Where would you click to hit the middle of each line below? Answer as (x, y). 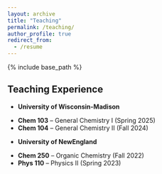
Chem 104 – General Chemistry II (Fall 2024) (83, 128)
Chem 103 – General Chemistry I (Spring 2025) (87, 120)
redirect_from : (30, 40)
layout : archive (31, 14)
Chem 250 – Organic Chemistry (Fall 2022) (81, 155)
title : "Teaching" (34, 21)
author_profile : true (39, 34)
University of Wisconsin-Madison (69, 107)
